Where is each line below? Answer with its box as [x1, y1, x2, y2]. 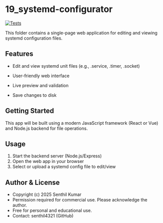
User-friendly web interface [12, 73, 70, 79]
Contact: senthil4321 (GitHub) [12, 213, 74, 219]
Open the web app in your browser [12, 158, 84, 164]
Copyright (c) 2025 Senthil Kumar [12, 191, 82, 197]
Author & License [5, 178, 60, 186]
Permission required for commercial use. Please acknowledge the [12, 197, 148, 203]
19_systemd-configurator [5, 4, 113, 15]
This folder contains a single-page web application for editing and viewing [5, 30, 158, 36]
